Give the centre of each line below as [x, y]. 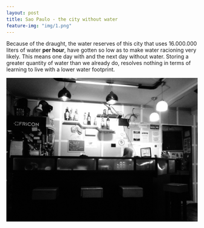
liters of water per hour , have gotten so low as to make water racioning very [101, 50]
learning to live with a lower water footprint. [61, 69]
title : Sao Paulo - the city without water [62, 19]
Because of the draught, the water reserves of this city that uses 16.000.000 [102, 44]
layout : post [23, 13]
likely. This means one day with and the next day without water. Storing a [98, 57]
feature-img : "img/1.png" [39, 26]
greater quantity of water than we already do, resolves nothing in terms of [99, 63]
